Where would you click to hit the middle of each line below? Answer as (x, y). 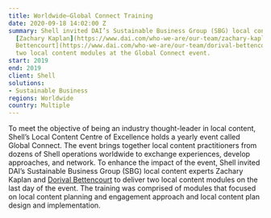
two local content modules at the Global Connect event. (113, 53)
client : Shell (32, 76)
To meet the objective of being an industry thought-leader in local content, (132, 129)
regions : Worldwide (41, 98)
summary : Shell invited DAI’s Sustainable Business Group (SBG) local (129, 31)
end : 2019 (25, 68)
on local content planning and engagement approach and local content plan (134, 197)
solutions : (27, 83)
